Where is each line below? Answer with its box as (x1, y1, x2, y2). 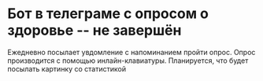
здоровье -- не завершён (7, 21, 182, 39)
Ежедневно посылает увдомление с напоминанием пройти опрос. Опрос (7, 47, 256, 57)
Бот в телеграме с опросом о (7, 5, 209, 23)
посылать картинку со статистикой (7, 64, 127, 73)
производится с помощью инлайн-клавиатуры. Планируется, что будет (7, 56, 249, 65)
